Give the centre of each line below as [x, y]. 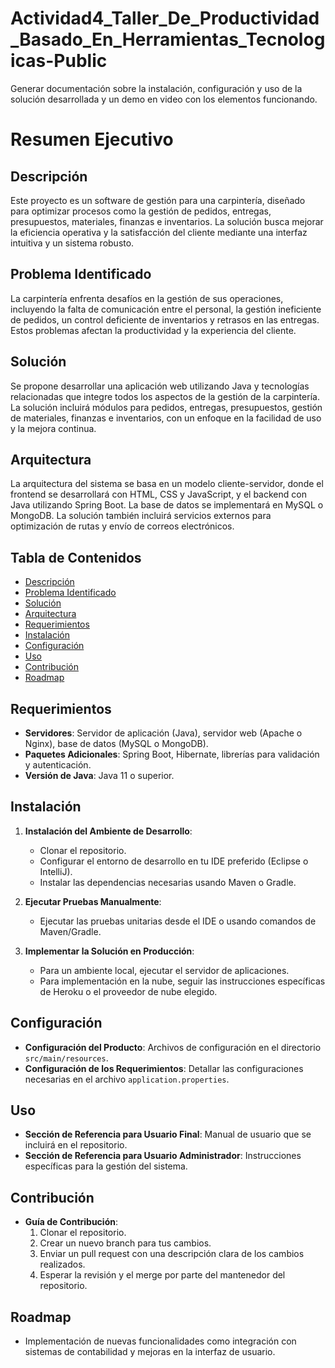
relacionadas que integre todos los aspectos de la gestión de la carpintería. [165, 396]
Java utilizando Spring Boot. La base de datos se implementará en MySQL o [167, 505]
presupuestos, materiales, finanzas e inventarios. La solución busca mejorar [167, 221]
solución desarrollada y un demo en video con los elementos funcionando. [164, 99]
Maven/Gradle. [70, 931]
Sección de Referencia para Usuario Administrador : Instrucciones [163, 1156]
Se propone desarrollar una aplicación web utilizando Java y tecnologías [160, 386]
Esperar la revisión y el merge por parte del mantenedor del [162, 1275]
